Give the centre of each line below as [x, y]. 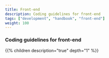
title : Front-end [23, 9]
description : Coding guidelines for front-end [53, 14]
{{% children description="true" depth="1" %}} [52, 50]
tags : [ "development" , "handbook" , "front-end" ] [55, 18]
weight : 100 [17, 23]
